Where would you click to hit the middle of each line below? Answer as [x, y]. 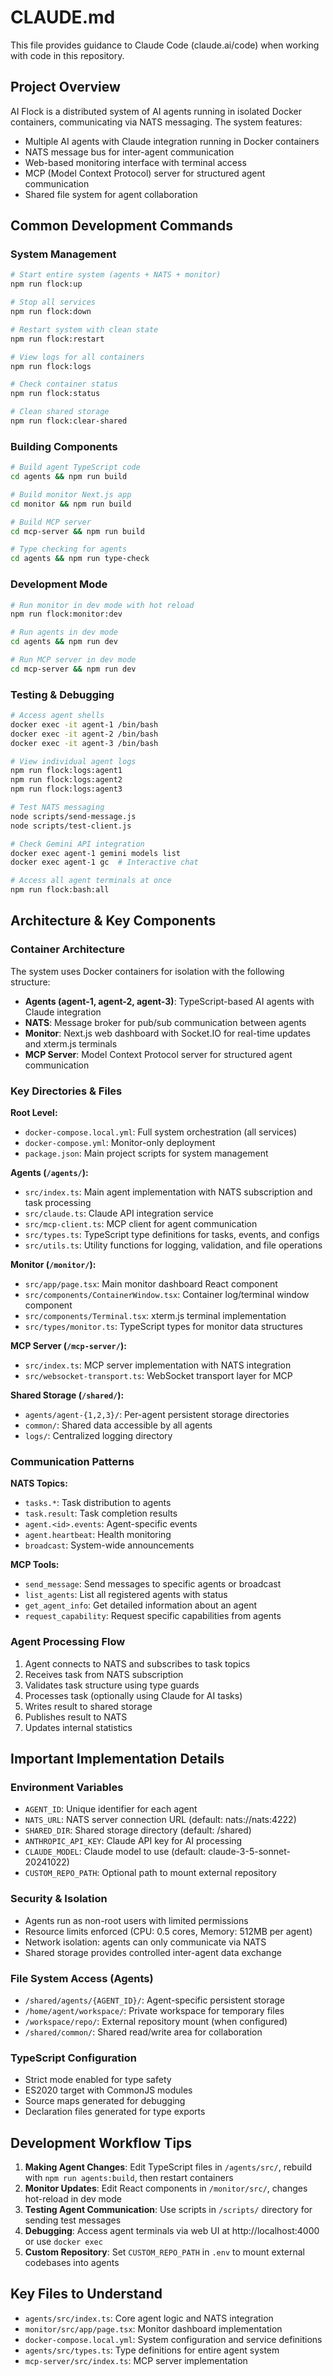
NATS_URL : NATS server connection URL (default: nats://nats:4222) [160, 1820]
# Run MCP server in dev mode [73, 660]
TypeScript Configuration [73, 2058]
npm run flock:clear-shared [69, 421]
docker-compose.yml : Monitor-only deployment [120, 1143]
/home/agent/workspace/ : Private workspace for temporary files [154, 2010]
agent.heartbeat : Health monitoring [98, 1535]
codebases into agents [72, 2263]
